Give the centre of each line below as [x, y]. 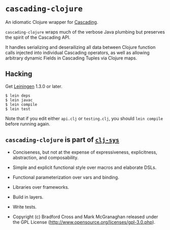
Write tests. [25, 207]
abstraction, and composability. [45, 157]
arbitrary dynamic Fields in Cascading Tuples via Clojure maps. [71, 58]
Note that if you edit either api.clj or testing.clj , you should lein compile [84, 118]
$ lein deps [18, 96]
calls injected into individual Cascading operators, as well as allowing [77, 52]
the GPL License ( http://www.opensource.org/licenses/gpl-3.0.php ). [84, 222]
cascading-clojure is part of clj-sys [62, 140]
